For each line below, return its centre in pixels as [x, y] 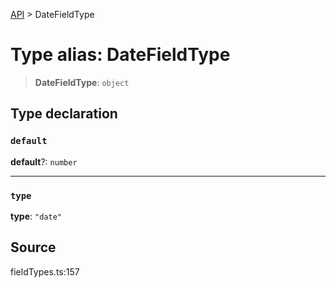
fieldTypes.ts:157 [45, 271]
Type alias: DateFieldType [120, 55]
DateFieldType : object [82, 82]
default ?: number [44, 161]
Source [33, 247]
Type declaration [64, 114]
